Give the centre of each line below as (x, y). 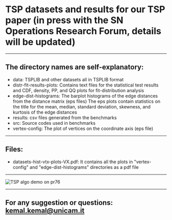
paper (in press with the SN (64, 20)
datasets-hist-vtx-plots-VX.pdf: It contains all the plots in (73, 162)
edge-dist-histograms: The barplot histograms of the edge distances (85, 96)
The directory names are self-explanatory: (74, 67)
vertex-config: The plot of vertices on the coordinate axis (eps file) (83, 128)
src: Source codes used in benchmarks (54, 123)
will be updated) (40, 42)
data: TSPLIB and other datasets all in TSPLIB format (68, 79)
